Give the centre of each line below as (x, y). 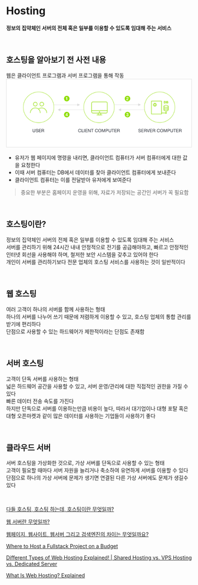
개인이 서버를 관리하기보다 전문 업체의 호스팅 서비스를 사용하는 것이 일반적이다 (96, 262)
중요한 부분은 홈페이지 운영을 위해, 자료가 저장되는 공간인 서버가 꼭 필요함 (105, 192)
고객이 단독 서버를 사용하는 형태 (42, 379)
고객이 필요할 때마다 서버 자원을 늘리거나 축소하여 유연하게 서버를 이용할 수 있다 (97, 470)
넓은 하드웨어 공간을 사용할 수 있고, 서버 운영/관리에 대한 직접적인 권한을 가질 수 (97, 386)
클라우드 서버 (29, 447)
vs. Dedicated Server (32, 564)
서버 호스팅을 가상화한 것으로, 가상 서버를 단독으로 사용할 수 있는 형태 (85, 463)
